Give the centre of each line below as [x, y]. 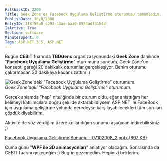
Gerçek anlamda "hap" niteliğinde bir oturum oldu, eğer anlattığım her [77, 97]
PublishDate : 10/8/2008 [30, 19]
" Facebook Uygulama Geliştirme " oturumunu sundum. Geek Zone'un [77, 62]
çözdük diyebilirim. [24, 113]
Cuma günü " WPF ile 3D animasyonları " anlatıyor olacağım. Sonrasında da [82, 147]
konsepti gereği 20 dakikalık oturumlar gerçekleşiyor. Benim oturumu [76, 67]
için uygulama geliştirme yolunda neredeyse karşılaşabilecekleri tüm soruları [84, 107]
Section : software [24, 33]
